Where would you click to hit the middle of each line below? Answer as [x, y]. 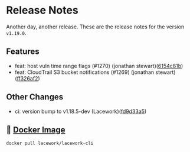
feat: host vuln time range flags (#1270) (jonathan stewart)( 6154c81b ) [99, 66]
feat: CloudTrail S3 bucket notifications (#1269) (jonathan [84, 72]
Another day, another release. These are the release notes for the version [95, 27]
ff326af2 [27, 78]
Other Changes [35, 97]
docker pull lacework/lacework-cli [50, 143]
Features [23, 52]
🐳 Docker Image [36, 130]
